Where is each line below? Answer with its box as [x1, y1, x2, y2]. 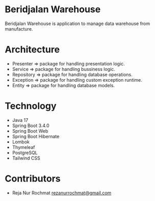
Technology [5, 100, 57, 112]
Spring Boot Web [12, 128, 49, 134]
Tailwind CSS [12, 155, 40, 161]
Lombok [12, 139, 30, 145]
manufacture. [5, 26, 33, 32]
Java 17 [12, 117, 29, 123]
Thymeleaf [12, 144, 35, 150]
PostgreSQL [12, 149, 38, 156]
